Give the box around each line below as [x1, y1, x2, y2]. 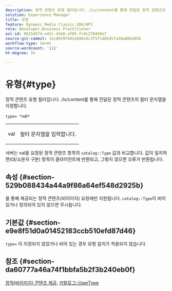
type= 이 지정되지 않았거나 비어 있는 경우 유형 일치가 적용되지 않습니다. [5, 241, 147, 247]
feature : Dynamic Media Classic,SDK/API [5, 22, 93, 27]
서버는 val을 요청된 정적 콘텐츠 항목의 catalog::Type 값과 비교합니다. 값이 [5, 150, 154, 156]
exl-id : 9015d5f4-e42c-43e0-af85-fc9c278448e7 [5, 31, 107, 36]
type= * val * [5, 113, 30, 119]
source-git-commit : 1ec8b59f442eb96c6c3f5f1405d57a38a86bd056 [5, 36, 141, 41]
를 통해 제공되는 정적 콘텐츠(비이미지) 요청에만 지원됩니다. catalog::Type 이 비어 [5, 195, 166, 201]
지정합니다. [5, 103, 28, 109]
